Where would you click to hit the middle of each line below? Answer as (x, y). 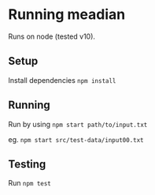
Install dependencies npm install (62, 80)
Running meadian (67, 15)
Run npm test (30, 183)
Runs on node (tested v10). (52, 36)
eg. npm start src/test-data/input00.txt (76, 139)
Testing (27, 164)
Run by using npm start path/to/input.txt (78, 124)
